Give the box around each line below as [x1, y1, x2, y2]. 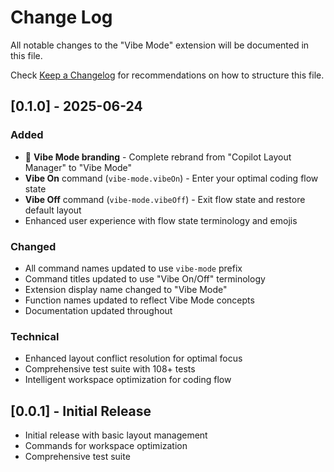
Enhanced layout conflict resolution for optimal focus [24, 352, 243, 365]
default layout [24, 204, 82, 216]
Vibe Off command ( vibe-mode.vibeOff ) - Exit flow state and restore [24, 193, 306, 205]
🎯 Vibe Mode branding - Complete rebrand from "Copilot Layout [24, 151, 292, 163]
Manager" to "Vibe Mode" [24, 161, 133, 173]
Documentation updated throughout [24, 304, 173, 316]
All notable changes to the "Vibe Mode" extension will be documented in [10, 39, 310, 51]
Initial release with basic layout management [24, 429, 208, 441]
